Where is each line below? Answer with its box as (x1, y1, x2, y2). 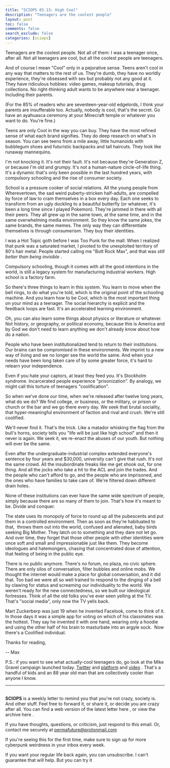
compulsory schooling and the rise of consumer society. (5, 175, 123, 181)
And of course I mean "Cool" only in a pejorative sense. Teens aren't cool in (5, 64, 163, 71)
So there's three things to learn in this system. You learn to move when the (5, 284, 161, 290)
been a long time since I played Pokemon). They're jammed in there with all (5, 206, 162, 212)
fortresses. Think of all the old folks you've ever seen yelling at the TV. (5, 593, 152, 599)
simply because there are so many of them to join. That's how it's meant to (5, 498, 161, 504)
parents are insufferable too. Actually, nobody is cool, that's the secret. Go (5, 107, 160, 113)
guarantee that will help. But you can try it (5, 757, 93, 763)
